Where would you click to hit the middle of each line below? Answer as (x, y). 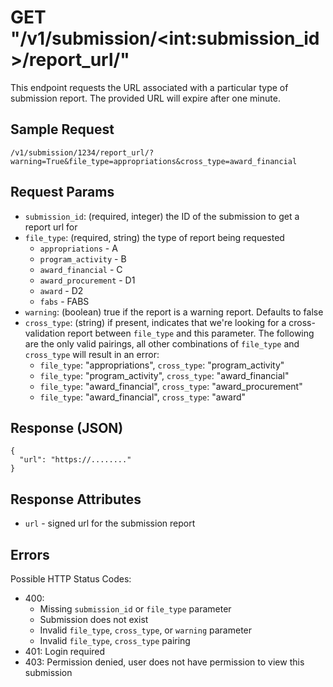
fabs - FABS (64, 301)
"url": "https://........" (75, 460)
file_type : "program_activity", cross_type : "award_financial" (164, 375)
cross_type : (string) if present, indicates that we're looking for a (155, 322)
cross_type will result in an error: (92, 354)
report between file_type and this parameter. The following (191, 333)
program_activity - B (83, 258)
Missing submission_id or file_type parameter (135, 609)
